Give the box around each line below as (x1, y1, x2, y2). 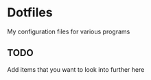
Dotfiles (7, 5, 53, 21)
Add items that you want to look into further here (7, 65, 145, 73)
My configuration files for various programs (7, 27, 130, 36)
